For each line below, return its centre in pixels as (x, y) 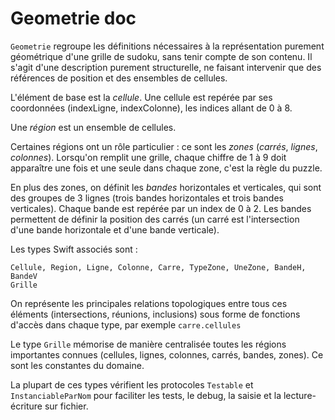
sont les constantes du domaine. (77, 365)
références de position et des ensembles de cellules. (119, 78)
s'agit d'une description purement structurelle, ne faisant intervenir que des (166, 67)
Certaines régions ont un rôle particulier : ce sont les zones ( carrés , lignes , (164, 146)
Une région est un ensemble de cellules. (93, 127)
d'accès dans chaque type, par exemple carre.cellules (126, 324)
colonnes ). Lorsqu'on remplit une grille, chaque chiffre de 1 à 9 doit (148, 157)
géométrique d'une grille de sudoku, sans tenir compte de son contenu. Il (161, 56)
